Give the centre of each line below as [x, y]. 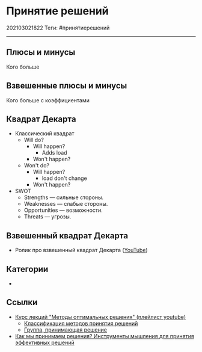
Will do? [34, 140]
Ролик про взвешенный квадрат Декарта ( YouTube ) [81, 250]
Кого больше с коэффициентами [48, 100]
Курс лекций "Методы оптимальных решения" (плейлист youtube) [100, 316]
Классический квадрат [44, 134]
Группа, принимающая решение [65, 330]
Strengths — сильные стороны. [64, 197]
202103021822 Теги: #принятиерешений [58, 28]
